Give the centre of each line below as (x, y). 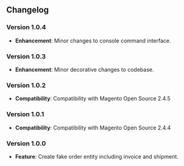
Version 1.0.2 (26, 85)
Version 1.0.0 (26, 144)
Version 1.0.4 (26, 27)
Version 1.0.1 (25, 114)
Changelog (28, 10)
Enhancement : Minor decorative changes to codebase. (84, 69)
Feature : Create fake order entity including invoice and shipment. (97, 156)
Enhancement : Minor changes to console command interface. (93, 40)
